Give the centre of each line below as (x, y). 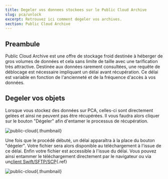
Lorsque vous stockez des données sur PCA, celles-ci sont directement (79, 110)
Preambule (23, 44)
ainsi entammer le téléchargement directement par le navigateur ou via (78, 156)
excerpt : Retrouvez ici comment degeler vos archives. (64, 19)
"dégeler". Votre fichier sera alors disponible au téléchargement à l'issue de (83, 145)
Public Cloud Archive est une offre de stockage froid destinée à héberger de (84, 56)
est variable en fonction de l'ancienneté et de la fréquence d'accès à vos (80, 77)
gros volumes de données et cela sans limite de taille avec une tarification (81, 61)
